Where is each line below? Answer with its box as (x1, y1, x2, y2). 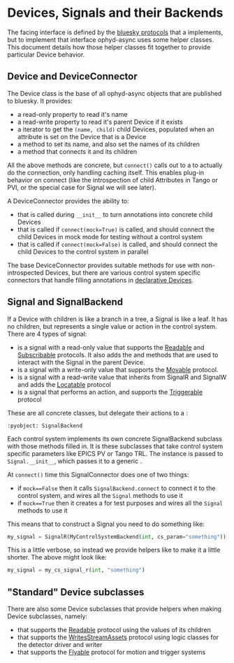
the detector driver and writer (17, 641, 103, 649)
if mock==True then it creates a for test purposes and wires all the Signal (17, 499, 224, 507)
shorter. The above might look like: (7, 553, 107, 562)
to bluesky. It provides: (7, 97, 73, 105)
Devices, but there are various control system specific (45, 268, 201, 277)
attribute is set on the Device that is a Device (17, 132, 147, 141)
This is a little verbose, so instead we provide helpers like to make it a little (7, 546, 221, 554)
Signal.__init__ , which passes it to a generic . (7, 457, 142, 465)
